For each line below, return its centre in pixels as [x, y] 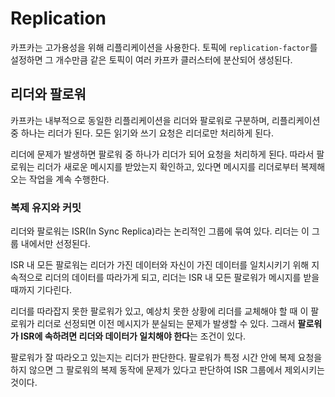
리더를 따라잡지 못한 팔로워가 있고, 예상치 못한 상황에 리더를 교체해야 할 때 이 [159, 311]
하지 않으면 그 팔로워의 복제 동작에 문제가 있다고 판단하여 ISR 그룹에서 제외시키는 [167, 370]
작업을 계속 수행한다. [69, 179]
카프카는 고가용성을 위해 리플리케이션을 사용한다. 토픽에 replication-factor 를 [164, 47]
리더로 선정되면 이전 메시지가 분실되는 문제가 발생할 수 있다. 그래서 [166, 324]
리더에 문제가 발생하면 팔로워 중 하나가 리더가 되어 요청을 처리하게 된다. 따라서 [162, 154]
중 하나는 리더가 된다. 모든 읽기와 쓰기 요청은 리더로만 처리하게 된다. [142, 133]
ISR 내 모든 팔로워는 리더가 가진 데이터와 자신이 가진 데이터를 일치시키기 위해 [160, 265]
